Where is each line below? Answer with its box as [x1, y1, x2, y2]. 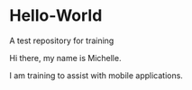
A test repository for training [9, 35, 114, 46]
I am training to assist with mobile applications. [9, 69, 183, 81]
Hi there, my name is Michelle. [9, 52, 122, 63]
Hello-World [9, 5, 103, 26]
